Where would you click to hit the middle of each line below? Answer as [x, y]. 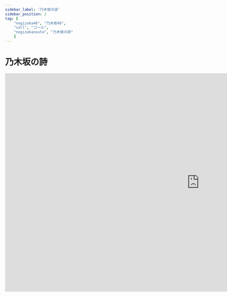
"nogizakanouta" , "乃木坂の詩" [44, 32]
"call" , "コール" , [31, 28]
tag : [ [12, 18]
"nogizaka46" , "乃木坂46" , [40, 23]
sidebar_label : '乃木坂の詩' [33, 9]
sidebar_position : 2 [26, 14]
